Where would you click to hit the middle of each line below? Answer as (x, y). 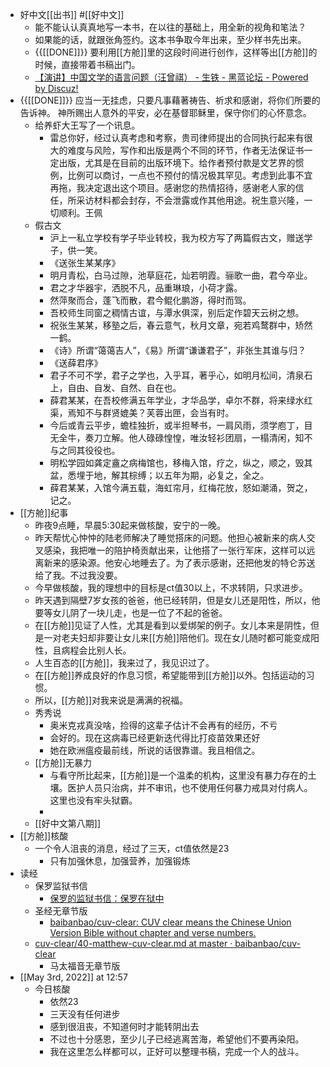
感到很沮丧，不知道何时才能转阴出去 (124, 1026)
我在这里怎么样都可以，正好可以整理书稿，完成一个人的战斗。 (177, 1051)
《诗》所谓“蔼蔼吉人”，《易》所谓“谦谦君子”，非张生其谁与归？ (178, 350)
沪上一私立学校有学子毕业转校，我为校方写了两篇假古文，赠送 (177, 237)
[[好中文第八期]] (68, 823)
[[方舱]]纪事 (44, 512)
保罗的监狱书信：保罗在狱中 (107, 898)
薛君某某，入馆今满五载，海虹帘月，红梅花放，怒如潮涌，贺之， (181, 487)
